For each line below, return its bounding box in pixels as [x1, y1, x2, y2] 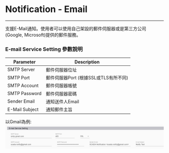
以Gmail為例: [5, 118, 32, 124]
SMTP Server [7, 66, 35, 72]
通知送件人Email [46, 98, 79, 104]
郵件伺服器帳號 [46, 83, 77, 89]
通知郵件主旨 [46, 107, 73, 113]
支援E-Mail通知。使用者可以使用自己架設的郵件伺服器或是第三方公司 [5, 25, 147, 31]
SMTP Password [7, 91, 42, 97]
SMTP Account [7, 82, 39, 89]
